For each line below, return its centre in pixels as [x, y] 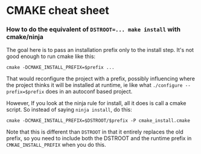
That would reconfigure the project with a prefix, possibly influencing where [101, 79]
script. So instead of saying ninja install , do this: [69, 110]
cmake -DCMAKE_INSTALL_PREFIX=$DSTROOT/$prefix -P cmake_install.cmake [98, 121]
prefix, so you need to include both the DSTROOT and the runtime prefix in [99, 138]
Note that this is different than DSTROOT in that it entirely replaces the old [95, 132]
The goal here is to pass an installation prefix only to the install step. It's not [100, 50]
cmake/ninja [25, 37]
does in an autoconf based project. [89, 92]
